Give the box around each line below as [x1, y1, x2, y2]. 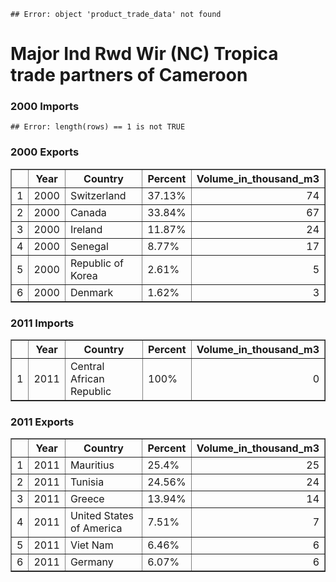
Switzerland [69, 188, 127, 202]
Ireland [69, 222, 103, 236]
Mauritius [69, 458, 115, 472]
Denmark [69, 285, 114, 299]
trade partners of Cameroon [10, 64, 248, 87]
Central [69, 360, 105, 374]
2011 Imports [10, 316, 75, 330]
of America [69, 521, 123, 535]
